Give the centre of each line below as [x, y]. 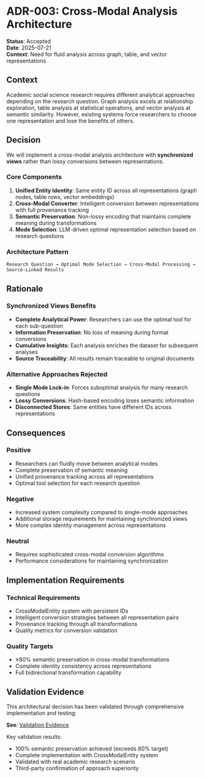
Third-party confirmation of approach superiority [77, 768]
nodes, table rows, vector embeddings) [65, 196]
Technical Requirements [43, 597]
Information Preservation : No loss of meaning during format [92, 332]
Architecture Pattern [38, 252]
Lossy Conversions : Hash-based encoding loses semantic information [105, 401]
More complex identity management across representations [91, 525]
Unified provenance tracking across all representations [84, 476]
